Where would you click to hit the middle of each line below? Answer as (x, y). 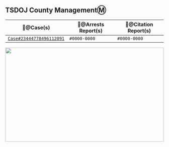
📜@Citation (139, 24)
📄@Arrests (91, 24)
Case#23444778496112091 (36, 38)
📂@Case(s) (36, 28)
